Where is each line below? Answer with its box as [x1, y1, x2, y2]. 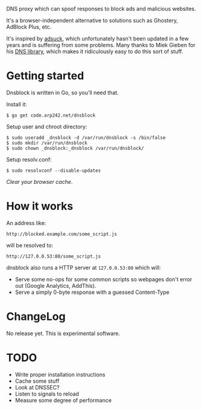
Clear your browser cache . [6, 178, 73, 185]
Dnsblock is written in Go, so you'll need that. [6, 89, 119, 96]
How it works [6, 200, 74, 213]
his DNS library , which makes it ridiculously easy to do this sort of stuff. [6, 48, 183, 55]
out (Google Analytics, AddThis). [14, 282, 96, 289]
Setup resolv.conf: [6, 155, 52, 163]
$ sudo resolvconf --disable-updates [6, 168, 101, 174]
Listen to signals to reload [14, 390, 80, 397]
